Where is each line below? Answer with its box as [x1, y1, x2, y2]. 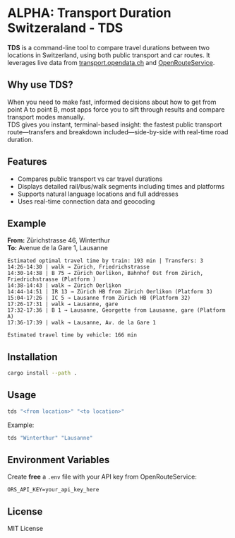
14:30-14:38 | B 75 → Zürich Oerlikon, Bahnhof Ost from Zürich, [7, 270, 203, 277]
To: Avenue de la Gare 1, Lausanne [7, 244, 108, 252]
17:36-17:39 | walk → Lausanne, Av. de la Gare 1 [7, 320, 157, 327]
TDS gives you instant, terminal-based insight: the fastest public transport [7, 120, 222, 129]
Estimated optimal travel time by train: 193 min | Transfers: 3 [7, 257, 203, 264]
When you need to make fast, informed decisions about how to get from [7, 98, 217, 106]
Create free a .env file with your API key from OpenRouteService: [7, 472, 198, 481]
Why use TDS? [7, 79, 74, 91]
